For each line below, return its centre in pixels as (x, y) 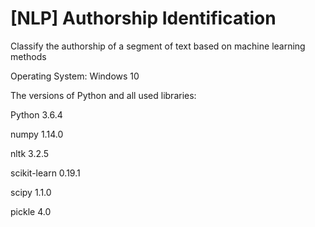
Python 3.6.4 (36, 114)
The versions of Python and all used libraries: (103, 95)
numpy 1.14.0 (37, 134)
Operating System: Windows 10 (75, 76)
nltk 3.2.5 (30, 153)
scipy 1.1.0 (31, 192)
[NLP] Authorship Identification (143, 18)
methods (28, 56)
